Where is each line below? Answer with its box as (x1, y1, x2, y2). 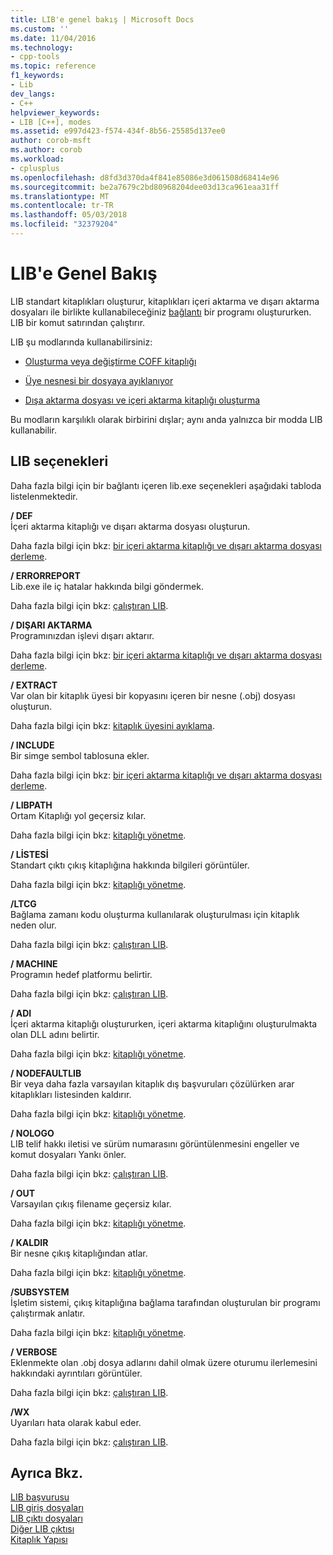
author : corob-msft (10, 136, 92, 146)
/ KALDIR (10, 1236, 49, 1248)
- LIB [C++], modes (10, 117, 92, 127)
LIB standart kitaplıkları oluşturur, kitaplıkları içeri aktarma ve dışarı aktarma (10, 295, 320, 307)
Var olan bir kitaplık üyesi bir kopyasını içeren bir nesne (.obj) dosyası (10, 689, 296, 701)
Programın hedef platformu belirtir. (10, 968, 153, 980)
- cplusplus (10, 163, 60, 173)
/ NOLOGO (10, 1127, 55, 1139)
